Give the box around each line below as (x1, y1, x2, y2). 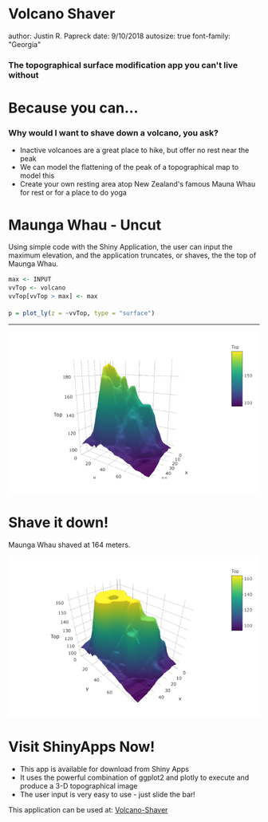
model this (19, 171, 55, 180)
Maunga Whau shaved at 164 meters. (8, 540, 131, 549)
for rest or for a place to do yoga (19, 188, 128, 198)
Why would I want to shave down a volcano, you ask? (8, 127, 219, 138)
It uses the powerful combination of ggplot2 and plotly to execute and (19, 773, 250, 782)
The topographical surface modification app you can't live (8, 59, 238, 70)
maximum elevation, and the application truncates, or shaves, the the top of (8, 250, 257, 260)
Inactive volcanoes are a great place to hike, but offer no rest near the (19, 145, 250, 155)
